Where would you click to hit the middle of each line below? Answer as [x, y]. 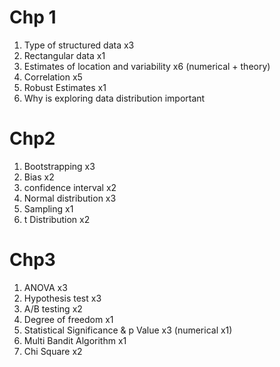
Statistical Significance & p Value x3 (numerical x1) [128, 330]
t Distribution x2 [57, 219]
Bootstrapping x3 [59, 166]
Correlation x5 [53, 77]
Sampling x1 [48, 208]
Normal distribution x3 [70, 198]
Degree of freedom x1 [68, 319]
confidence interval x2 [70, 187]
